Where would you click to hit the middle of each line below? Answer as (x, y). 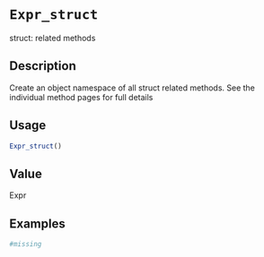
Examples (37, 223)
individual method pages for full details (81, 97)
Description (43, 66)
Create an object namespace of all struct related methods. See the (132, 88)
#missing (26, 244)
